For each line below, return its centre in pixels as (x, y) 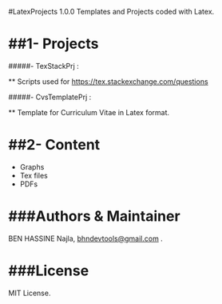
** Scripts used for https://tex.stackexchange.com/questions (109, 81)
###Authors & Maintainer (95, 216)
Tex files (34, 175)
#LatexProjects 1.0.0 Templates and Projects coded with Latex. (111, 12)
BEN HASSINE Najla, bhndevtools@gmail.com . (86, 238)
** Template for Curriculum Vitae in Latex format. (89, 112)
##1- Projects (54, 44)
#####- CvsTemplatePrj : (50, 97)
